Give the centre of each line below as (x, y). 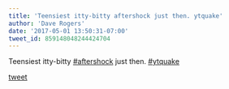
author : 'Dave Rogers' (47, 23)
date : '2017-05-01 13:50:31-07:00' (69, 31)
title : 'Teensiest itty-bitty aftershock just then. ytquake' (116, 16)
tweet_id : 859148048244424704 (60, 38)
